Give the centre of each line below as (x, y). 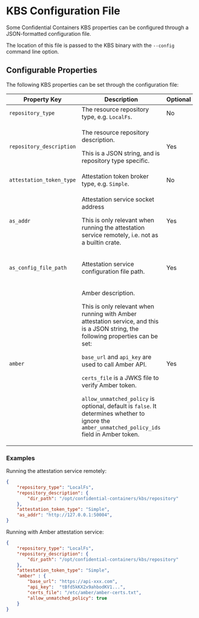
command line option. (33, 51)
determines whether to (113, 413)
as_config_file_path (38, 268)
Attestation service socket (118, 199)
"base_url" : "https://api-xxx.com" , (73, 582)
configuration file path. (113, 271)
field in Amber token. (111, 434)
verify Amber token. (110, 385)
